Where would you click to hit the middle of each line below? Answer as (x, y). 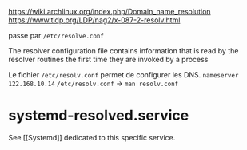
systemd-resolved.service (99, 116)
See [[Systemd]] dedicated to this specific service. (92, 137)
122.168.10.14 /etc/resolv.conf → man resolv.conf (94, 83)
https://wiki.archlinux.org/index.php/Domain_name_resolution (110, 12)
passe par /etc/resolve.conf (56, 36)
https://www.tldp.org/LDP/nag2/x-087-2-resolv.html (94, 20)
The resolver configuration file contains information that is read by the (124, 51)
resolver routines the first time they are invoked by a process (108, 59)
